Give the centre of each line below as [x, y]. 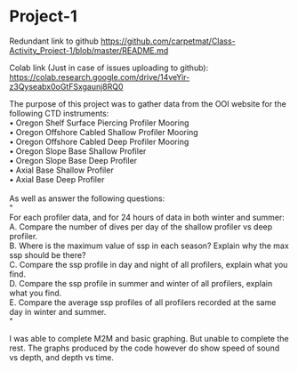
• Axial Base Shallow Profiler [61, 170]
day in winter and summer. [58, 311]
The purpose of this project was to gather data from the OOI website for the [148, 103]
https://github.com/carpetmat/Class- [168, 41]
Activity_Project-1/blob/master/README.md [89, 50]
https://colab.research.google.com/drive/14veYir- [100, 77]
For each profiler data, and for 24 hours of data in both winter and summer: [147, 217]
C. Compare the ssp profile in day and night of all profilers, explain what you [149, 264]
